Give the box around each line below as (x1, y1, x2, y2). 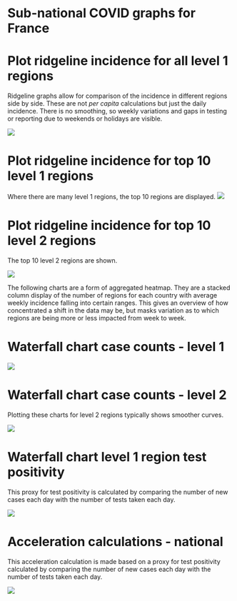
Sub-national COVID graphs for (7, 5, 196, 21)
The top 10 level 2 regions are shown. (7, 256, 118, 265)
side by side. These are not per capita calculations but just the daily (7, 99, 207, 108)
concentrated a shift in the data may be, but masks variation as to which (7, 306, 220, 315)
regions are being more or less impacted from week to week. (7, 314, 187, 322)
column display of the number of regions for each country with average (7, 291, 218, 299)
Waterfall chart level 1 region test (7, 449, 207, 465)
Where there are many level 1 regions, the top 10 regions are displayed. (7, 193, 216, 201)
